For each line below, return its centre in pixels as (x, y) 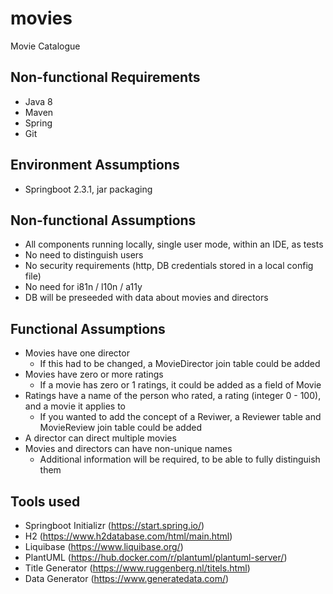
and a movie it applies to (75, 406)
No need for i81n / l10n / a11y (83, 287)
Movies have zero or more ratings (94, 374)
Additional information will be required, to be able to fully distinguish (180, 459)
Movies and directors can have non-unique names (128, 449)
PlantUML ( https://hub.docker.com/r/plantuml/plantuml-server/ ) (156, 557)
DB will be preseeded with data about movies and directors (146, 298)
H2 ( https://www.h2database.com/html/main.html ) (128, 536)
